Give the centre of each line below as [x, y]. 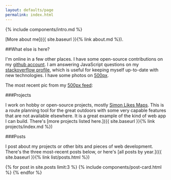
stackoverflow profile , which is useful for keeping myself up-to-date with [82, 70]
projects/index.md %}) [29, 126]
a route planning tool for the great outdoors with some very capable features [86, 110]
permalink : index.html [29, 15]
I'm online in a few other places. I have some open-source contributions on [84, 59]
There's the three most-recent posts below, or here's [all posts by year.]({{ [83, 151]
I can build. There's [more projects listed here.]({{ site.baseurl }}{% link [80, 121]
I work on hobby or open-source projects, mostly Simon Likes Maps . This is [85, 105]
